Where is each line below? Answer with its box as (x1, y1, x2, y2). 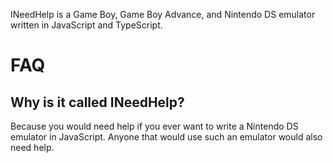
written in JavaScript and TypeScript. (10, 19, 163, 31)
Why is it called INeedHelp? (10, 94, 185, 111)
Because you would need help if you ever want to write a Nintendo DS (10, 120, 299, 132)
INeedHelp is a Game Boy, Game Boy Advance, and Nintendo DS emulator (10, 9, 316, 20)
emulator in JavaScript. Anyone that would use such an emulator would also (10, 131, 323, 143)
